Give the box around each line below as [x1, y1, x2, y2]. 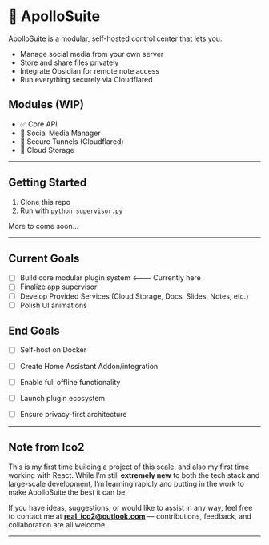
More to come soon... [8, 221, 79, 230]
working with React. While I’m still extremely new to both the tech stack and [8, 470, 260, 479]
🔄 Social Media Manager [19, 128, 102, 138]
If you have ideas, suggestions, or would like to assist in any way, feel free [8, 503, 253, 512]
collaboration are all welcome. [8, 519, 107, 529]
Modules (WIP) [8, 98, 84, 111]
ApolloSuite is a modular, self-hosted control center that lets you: [8, 34, 223, 43]
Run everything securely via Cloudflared [19, 74, 153, 84]
